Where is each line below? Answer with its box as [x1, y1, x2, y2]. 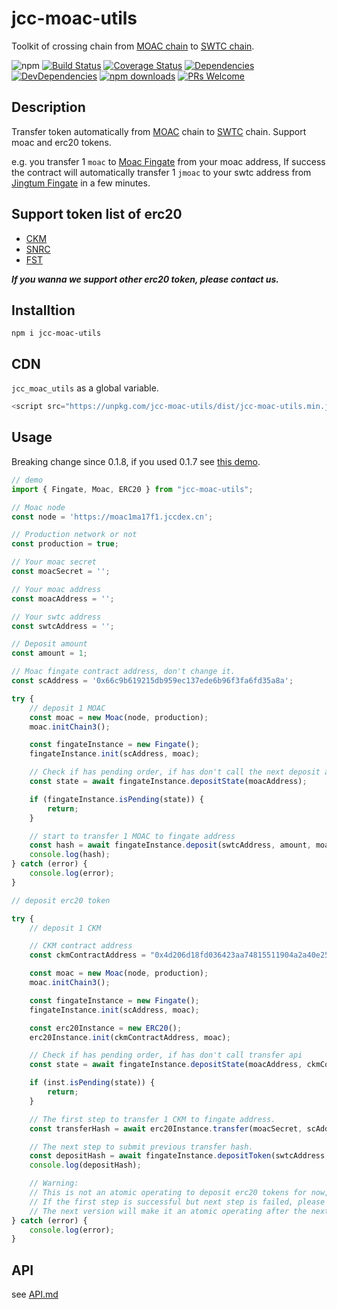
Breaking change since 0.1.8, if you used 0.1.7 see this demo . [11, 455, 261, 467]
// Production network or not [11, 530, 138, 540]
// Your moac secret [11, 557, 98, 567]
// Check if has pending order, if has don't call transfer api [29, 1050, 303, 1061]
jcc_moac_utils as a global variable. [11, 382, 159, 394]
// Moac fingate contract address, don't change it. [11, 667, 236, 677]
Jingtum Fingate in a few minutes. [11, 177, 151, 189]
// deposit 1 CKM [29, 923, 102, 933]
